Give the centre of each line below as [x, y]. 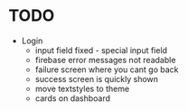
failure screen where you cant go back [107, 69]
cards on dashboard [72, 98]
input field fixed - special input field [101, 50]
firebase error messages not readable [105, 60]
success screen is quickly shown [97, 79]
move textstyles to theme [82, 88]
